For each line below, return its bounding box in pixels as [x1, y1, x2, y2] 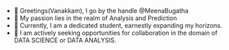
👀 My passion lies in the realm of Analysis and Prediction [13, 14, 177, 22]
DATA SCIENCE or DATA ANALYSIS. [13, 36, 117, 44]
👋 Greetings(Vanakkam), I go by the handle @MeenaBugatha [13, 7, 189, 15]
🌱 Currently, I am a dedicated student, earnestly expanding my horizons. [13, 22, 223, 29]
